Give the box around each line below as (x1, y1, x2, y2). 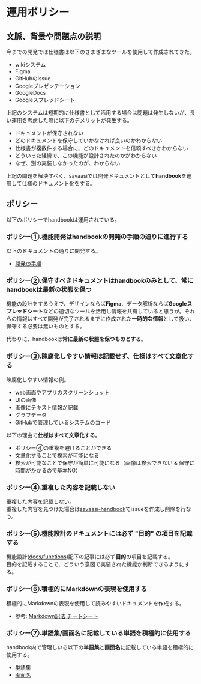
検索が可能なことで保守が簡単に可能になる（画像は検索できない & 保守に (14, 459, 195, 466)
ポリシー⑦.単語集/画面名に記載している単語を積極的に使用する (6, 629, 191, 637)
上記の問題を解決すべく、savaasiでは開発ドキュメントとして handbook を (6, 172, 187, 179)
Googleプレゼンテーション (14, 82, 80, 89)
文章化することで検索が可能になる (14, 452, 100, 459)
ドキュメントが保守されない (14, 130, 84, 136)
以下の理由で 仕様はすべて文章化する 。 (6, 431, 101, 438)
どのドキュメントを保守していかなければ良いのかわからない (14, 137, 163, 144)
